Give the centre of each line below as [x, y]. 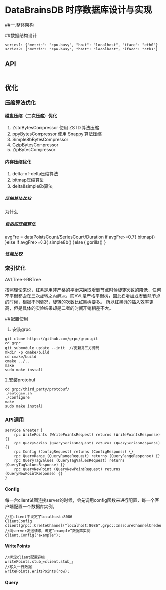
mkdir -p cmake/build [27, 352]
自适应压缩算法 [20, 224]
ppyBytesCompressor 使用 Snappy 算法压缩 [57, 134]
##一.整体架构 [19, 25]
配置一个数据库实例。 [35, 507]
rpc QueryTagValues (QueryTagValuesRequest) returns [69, 461]
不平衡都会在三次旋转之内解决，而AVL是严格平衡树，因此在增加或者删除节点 [83, 295]
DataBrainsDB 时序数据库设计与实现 [79, 10]
